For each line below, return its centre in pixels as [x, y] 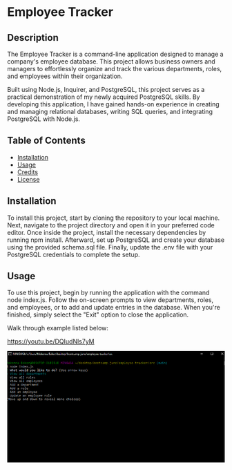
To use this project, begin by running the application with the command [108, 293]
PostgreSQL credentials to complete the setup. [74, 254]
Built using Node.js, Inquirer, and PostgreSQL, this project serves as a [106, 90]
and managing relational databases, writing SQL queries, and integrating [110, 112]
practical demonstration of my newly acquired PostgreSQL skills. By [104, 97]
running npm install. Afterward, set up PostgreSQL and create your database [116, 240]
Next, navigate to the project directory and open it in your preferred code [111, 225]
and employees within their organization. [65, 76]
